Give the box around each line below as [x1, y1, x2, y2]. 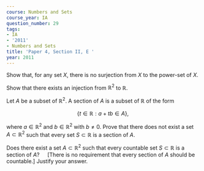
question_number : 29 [6, 20, 59, 26]
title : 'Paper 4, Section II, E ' [6, 49, 95, 55]
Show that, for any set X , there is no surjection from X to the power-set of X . [6, 71, 199, 78]
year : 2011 [6, 54, 34, 60]
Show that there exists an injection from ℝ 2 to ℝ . [6, 83, 128, 92]
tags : [6, 26, 20, 32]
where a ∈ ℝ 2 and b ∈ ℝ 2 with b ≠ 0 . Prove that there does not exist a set [6, 122, 194, 130]
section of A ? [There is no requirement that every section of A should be [6, 151, 195, 158]
